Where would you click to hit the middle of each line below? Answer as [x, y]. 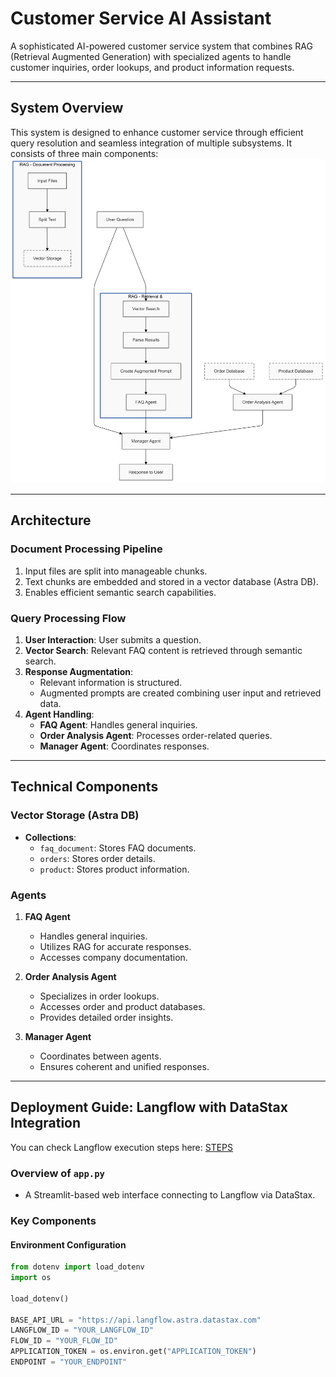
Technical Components [84, 787]
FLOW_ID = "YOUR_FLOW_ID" [64, 1341]
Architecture [51, 520]
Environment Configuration [68, 1244]
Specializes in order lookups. [99, 996]
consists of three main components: [84, 153]
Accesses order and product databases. [122, 1006]
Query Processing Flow [68, 618]
